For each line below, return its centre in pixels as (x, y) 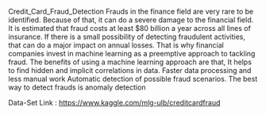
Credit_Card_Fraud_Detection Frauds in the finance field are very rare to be (131, 11)
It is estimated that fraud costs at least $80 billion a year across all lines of (130, 28)
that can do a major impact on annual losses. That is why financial (116, 45)
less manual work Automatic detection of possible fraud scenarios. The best (133, 79)
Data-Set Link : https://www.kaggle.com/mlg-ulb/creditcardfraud (114, 103)
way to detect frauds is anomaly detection (77, 87)
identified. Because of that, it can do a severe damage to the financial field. (131, 20)
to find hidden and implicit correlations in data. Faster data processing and (130, 70)
